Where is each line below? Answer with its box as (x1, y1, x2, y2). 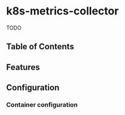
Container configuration (6, 101, 78, 109)
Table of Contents (6, 42, 75, 52)
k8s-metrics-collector (6, 4, 119, 18)
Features (6, 62, 40, 72)
